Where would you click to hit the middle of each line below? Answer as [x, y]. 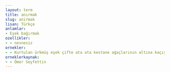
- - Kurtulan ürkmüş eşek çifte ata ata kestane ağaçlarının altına [79, 52]
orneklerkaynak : [22, 57]
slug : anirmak [20, 19]
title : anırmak [21, 15]
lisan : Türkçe [20, 24]
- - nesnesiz [19, 43]
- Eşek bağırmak [22, 33]
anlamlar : [16, 29]
